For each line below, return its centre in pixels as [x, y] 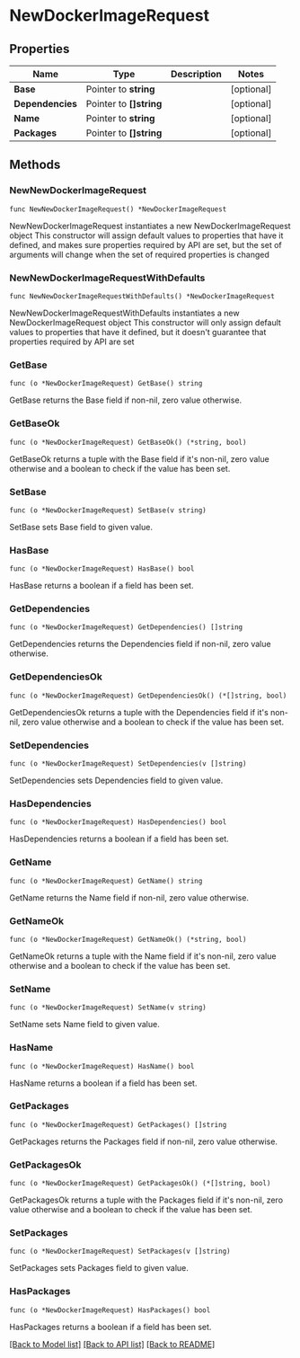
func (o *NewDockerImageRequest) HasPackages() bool [110, 1310]
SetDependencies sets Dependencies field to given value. [116, 781]
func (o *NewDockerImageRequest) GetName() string [106, 881]
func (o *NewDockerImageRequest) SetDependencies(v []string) [128, 764]
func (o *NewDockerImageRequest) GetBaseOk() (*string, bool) [128, 442]
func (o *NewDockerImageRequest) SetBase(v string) [108, 510]
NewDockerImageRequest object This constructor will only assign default [145, 322]
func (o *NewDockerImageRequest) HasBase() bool [102, 569]
